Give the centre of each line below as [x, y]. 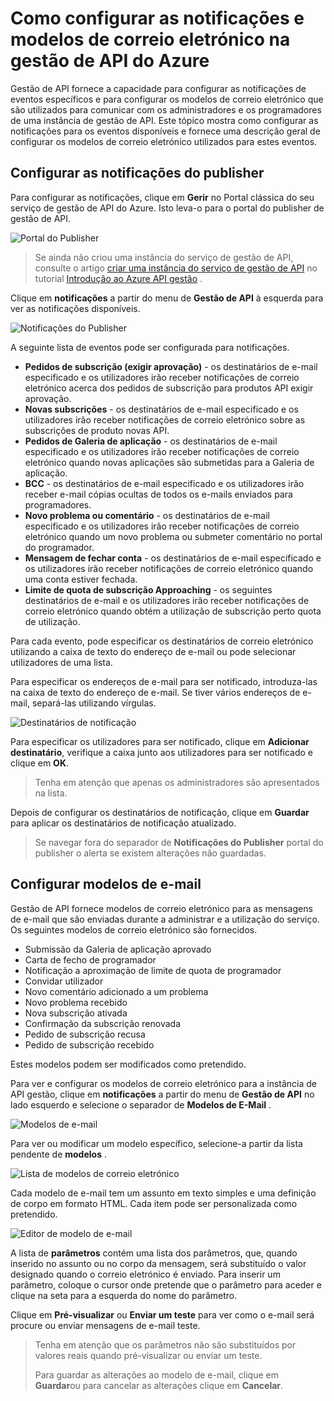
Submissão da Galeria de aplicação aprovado [118, 949]
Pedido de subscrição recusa [85, 1034]
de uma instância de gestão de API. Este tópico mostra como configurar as [164, 120]
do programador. [59, 547]
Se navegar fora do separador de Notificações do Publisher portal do [179, 842]
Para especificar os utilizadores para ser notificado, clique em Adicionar [160, 741]
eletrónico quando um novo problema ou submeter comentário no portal [173, 536]
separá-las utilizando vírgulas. [94, 703]
